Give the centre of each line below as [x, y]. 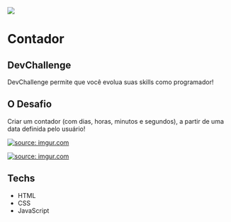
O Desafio [29, 104]
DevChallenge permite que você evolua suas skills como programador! [111, 82]
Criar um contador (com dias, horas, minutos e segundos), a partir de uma [116, 121]
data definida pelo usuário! [46, 129]
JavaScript [33, 210]
